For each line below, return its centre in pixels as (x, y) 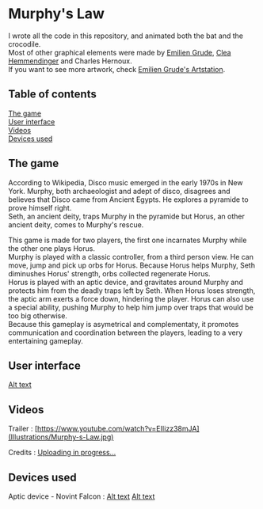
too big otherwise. (38, 315)
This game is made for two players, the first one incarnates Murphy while (128, 240)
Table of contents (52, 95)
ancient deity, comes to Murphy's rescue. (76, 224)
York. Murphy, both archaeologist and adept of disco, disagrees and (120, 191)
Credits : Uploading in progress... (62, 453)
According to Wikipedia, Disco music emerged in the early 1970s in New (126, 182)
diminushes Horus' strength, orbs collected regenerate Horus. (110, 273)
